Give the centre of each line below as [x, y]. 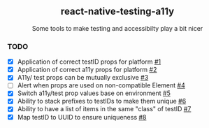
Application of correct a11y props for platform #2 [87, 70]
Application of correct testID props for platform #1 [89, 62]
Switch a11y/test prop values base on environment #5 [94, 93]
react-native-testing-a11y [117, 12]
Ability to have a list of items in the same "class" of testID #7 [104, 109]
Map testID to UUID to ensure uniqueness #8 [82, 117]
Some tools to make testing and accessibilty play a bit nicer [117, 28]
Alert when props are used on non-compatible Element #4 [101, 85]
